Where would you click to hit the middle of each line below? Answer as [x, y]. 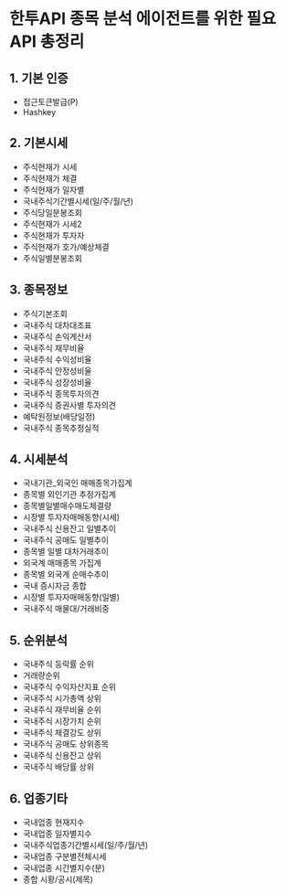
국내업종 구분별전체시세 [64, 856]
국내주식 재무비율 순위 [62, 710]
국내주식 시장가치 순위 [62, 721]
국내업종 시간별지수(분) [64, 868]
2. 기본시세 [39, 143]
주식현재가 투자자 [53, 235]
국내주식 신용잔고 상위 [62, 756]
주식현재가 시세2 [52, 224]
